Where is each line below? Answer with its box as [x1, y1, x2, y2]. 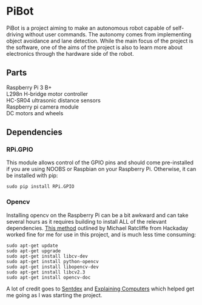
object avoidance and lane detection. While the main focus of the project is [6, 37, 194, 44]
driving [6, 30, 24, 38]
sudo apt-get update [6, 243, 59, 249]
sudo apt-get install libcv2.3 [6, 269, 86, 275]
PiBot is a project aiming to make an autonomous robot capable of [6, 24, 172, 32]
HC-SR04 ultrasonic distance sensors [6, 96, 101, 104]
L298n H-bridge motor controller [6, 90, 89, 98]
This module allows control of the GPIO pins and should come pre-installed [6, 159, 194, 166]
